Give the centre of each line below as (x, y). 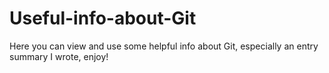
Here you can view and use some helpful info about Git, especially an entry (164, 46)
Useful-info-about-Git (103, 18)
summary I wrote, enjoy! (59, 56)
